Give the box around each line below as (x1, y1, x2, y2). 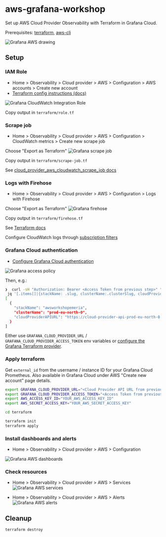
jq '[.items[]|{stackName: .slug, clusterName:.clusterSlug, (7, 292, 136, 297)
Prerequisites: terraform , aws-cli (5, 29, 71, 35)
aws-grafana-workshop (5, 3, 106, 15)
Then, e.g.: (5, 277, 27, 283)
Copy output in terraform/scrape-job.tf (5, 157, 87, 163)
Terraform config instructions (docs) (12, 90, 86, 96)
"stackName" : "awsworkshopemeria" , (14, 305, 87, 310)
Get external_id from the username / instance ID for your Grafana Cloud (5, 367, 153, 373)
